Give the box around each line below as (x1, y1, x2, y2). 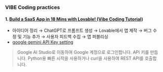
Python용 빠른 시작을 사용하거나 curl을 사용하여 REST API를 (28, 55, 144, 61)
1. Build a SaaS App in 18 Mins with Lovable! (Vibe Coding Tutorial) (5, 16, 143, 22)
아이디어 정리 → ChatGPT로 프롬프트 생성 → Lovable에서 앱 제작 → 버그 (12, 27, 152, 33)
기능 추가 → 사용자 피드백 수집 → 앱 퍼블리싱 (23, 34, 108, 40)
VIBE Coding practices (5, 4, 60, 11)
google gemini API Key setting (12, 39, 74, 45)
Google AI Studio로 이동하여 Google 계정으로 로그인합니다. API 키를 (17, 49, 149, 55)
